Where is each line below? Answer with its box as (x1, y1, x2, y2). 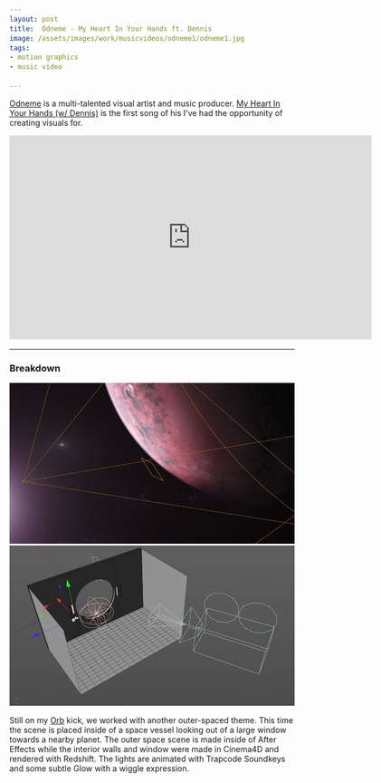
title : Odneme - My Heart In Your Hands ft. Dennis (9, 24, 213, 34)
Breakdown (9, 362, 61, 374)
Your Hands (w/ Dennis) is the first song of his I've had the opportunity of (9, 107, 283, 118)
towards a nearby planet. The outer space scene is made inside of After (9, 734, 277, 745)
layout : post (9, 14, 59, 24)
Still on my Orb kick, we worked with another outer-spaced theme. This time (9, 715, 294, 726)
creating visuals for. (9, 117, 83, 128)
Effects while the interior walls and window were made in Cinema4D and (9, 744, 280, 755)
